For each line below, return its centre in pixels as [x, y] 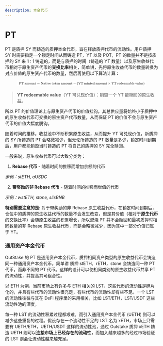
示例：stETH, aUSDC [26, 177]
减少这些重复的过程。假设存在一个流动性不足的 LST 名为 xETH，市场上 [76, 320]
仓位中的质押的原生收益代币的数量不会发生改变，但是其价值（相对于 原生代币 [81, 214]
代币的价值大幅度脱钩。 [28, 123]
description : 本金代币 [26, 10]
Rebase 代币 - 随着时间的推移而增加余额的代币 [59, 166]
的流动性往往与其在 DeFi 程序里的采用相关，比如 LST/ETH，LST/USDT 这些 [80, 298]
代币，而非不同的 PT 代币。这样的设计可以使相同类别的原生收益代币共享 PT [80, 269]
